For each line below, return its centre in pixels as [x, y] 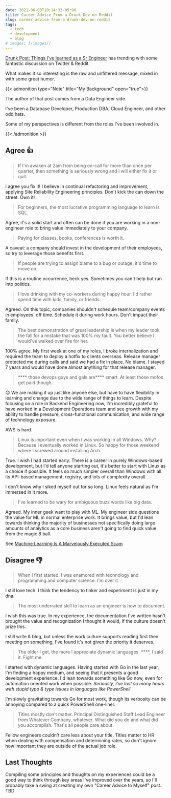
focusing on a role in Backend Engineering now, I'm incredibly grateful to [82, 403]
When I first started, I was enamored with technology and [78, 575]
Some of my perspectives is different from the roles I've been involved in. [82, 124]
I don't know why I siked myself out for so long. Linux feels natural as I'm [82, 487]
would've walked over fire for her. [53, 341]
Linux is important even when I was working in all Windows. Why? [87, 439]
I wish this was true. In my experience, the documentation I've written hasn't [86, 616]
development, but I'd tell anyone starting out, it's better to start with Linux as [86, 466]
